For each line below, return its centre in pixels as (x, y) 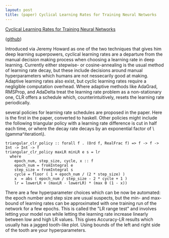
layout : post (19, 10)
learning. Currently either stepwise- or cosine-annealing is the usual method (84, 65)
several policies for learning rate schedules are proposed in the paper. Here (84, 112)
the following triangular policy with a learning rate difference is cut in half (81, 123)
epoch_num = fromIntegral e (44, 165)
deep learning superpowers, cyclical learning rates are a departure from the (84, 54)
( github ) (13, 39)
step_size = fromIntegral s (44, 170)
